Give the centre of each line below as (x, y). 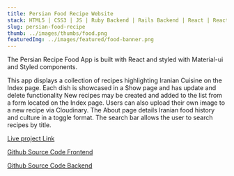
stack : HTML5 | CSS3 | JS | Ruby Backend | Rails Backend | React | (109, 20)
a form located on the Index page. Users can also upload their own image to (116, 103)
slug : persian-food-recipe (46, 27)
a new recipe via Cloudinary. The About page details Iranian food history (111, 110)
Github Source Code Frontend (50, 152)
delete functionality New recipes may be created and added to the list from (115, 96)
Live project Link (31, 139)
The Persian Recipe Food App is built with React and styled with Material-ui (115, 59)
